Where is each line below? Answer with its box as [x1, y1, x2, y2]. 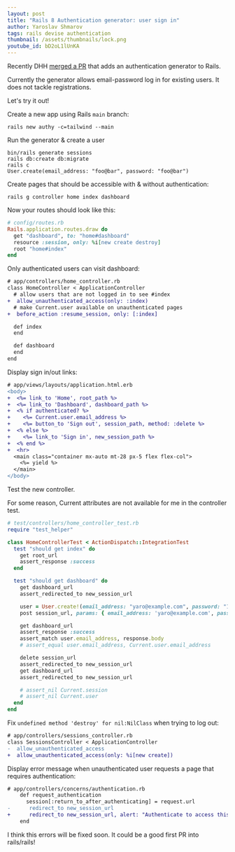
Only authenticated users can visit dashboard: [7, 264, 140, 273]
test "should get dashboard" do [13, 578, 108, 585]
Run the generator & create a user [7, 136, 105, 144]
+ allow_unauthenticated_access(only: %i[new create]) [7, 751, 173, 759]
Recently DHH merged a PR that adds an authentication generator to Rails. [7, 62, 222, 70]
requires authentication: [7, 772, 76, 780]
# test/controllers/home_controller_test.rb [7, 520, 139, 527]
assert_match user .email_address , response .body [20, 635, 164, 642]
